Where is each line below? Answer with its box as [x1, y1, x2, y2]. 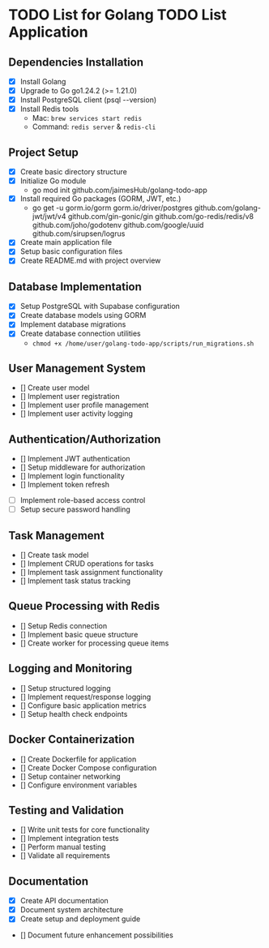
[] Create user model [19, 383, 90, 392]
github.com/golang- [194, 203, 262, 212]
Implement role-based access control [19, 495, 146, 505]
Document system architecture [19, 905, 124, 915]
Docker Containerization [8, 732, 135, 747]
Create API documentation [19, 896, 109, 906]
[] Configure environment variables [19, 780, 138, 790]
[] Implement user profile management [19, 400, 149, 410]
